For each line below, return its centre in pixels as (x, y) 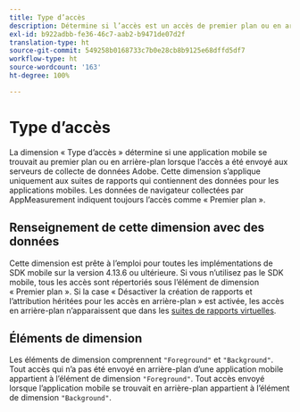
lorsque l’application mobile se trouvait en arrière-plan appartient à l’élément (150, 388)
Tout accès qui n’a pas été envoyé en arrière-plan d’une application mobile (146, 369)
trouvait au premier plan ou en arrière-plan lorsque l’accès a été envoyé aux (149, 161)
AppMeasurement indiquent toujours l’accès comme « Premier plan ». (137, 199)
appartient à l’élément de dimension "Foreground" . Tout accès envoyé (137, 379)
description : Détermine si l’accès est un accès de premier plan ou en (145, 26)
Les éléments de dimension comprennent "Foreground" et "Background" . (142, 360)
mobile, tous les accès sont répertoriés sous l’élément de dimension (134, 282)
